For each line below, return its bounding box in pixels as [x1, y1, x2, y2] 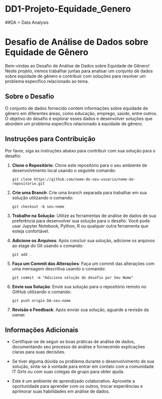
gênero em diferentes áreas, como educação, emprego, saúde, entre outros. [5, 110, 158, 116]
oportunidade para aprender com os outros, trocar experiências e [12, 383, 143, 389]
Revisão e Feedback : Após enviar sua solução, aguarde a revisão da [12, 307, 149, 313]
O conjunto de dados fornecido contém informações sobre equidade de [5, 105, 148, 111]
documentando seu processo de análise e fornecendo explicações [12, 344, 145, 350]
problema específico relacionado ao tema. [5, 78, 89, 84]
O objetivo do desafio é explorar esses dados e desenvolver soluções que [5, 116, 153, 121]
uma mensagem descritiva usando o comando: [12, 266, 106, 271]
